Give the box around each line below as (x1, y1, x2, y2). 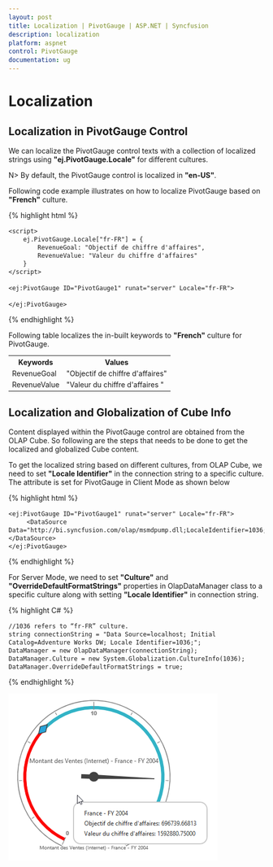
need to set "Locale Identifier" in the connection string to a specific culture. (8, 468, 264, 479)
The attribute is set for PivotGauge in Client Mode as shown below (8, 477, 230, 487)
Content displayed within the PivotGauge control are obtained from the (8, 427, 245, 437)
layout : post (8, 13, 53, 21)
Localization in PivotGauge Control (8, 124, 188, 138)
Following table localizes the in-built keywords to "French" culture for (8, 330, 242, 340)
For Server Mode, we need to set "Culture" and (8, 573, 169, 582)
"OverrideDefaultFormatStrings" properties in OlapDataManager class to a (8, 582, 262, 591)
